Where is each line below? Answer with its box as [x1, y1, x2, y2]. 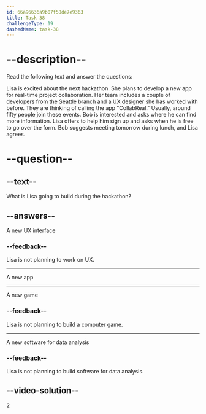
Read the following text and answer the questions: [6, 73, 133, 80]
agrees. [6, 130, 26, 138]
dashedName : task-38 [6, 26, 59, 33]
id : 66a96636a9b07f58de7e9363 [6, 9, 84, 15]
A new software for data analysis [6, 338, 90, 346]
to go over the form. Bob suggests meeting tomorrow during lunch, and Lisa [6, 124, 198, 131]
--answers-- [6, 210, 55, 221]
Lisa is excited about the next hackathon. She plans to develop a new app [6, 85, 192, 92]
